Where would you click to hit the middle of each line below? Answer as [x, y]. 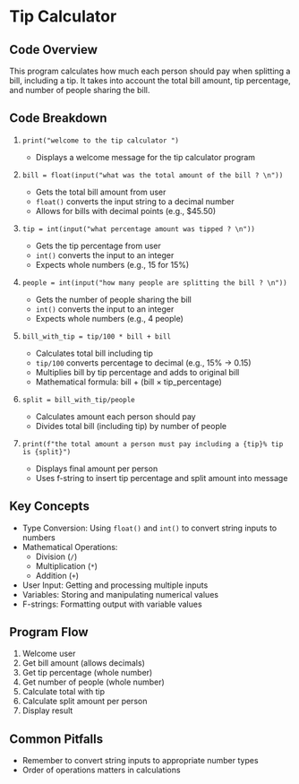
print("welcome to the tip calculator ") [100, 141]
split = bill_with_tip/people [79, 400]
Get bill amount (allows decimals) [83, 663]
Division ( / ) [56, 556]
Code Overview [54, 50]
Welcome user [49, 654]
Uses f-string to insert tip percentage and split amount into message [162, 478]
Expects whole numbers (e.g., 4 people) [109, 318]
